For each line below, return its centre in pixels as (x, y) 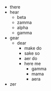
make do (33, 48)
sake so (32, 53)
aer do (31, 58)
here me (33, 63)
